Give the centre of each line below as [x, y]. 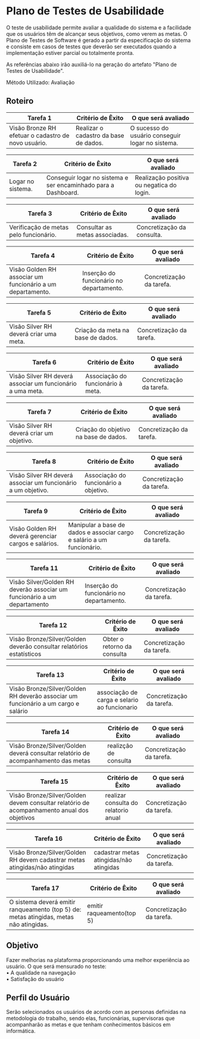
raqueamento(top [112, 913]
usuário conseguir [155, 135]
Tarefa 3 [40, 213]
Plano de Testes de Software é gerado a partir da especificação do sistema [99, 40]
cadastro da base [100, 135]
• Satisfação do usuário [35, 979]
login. [143, 192]
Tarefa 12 [53, 625]
